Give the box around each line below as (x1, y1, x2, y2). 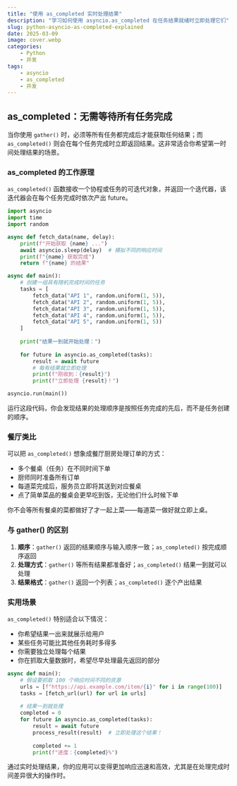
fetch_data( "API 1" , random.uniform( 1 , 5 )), (32, 292, 166, 299)
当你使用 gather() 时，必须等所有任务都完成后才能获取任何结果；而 (7, 131, 203, 139)
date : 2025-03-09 (7, 30, 59, 37)
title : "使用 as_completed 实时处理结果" (7, 10, 122, 18)
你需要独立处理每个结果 (17, 647, 86, 655)
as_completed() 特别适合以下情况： (7, 615, 109, 623)
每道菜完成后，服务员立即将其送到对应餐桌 (17, 482, 142, 490)
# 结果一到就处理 (20, 703, 63, 710)
